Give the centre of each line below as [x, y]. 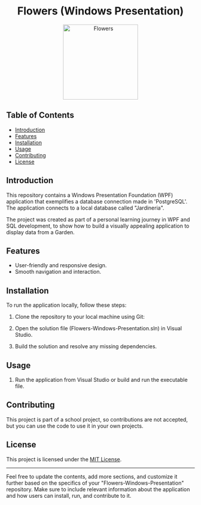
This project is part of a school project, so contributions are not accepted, [97, 419]
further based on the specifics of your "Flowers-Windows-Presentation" [95, 483]
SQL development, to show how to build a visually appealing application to [98, 226]
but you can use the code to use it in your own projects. [75, 426]
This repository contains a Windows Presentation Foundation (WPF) [90, 195]
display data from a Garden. [40, 232]
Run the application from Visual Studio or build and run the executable [101, 380]
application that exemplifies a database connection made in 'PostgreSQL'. [97, 201]
